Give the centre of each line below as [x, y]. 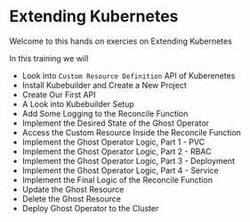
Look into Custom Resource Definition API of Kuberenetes [129, 75]
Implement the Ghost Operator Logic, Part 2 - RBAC [117, 151]
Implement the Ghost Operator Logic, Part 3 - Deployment [129, 160]
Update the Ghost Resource [73, 189]
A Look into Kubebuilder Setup [78, 103]
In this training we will [49, 58]
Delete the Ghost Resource [72, 199]
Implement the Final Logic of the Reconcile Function [117, 179]
